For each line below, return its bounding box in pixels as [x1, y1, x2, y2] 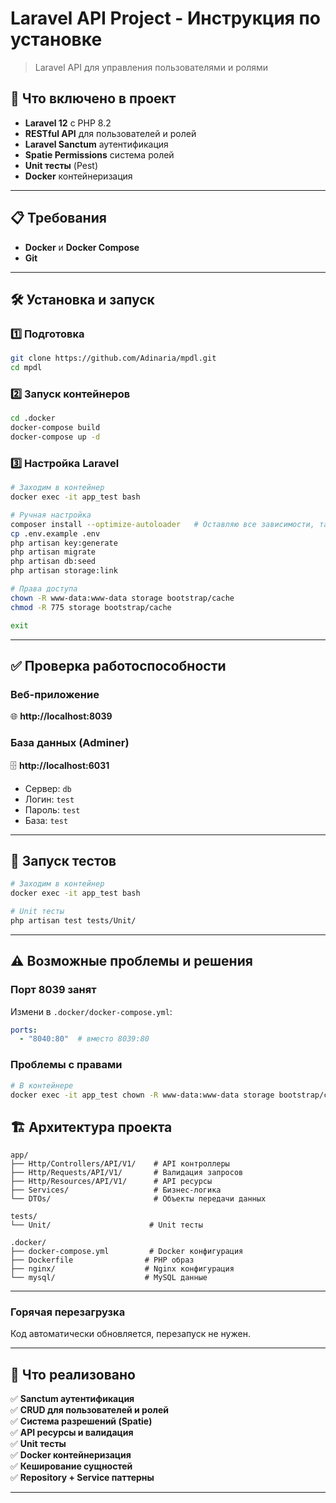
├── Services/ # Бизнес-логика [10, 1185, 222, 1196]
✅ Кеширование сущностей [10, 1460, 133, 1472]
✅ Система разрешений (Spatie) [10, 1415, 153, 1427]
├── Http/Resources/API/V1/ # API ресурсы [10, 1177, 213, 1187]
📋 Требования [10, 210, 107, 227]
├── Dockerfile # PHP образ [10, 1255, 195, 1266]
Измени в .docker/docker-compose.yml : [10, 1005, 173, 1017]
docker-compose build [10, 423, 101, 433]
